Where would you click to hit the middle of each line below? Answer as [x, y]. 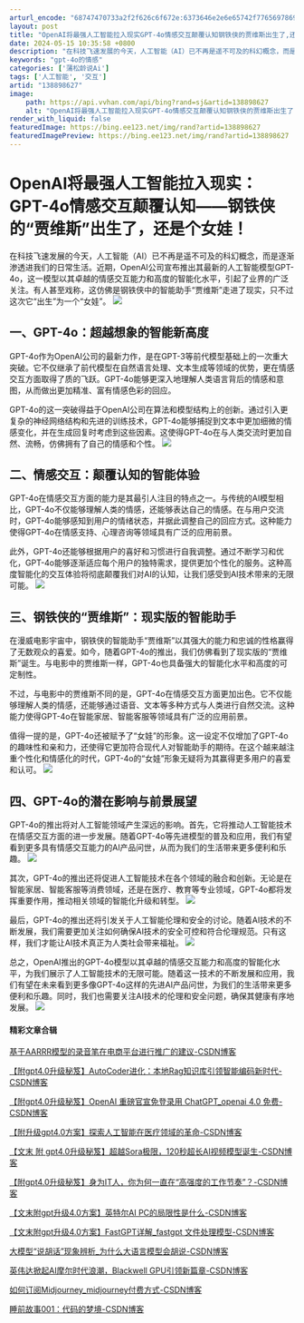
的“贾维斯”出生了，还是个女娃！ [129, 229]
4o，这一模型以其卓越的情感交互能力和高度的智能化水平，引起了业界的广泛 [149, 279]
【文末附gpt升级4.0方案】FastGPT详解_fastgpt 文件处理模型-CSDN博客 [142, 1232]
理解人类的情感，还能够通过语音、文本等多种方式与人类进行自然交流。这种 [156, 705]
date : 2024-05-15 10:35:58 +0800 [72, 43]
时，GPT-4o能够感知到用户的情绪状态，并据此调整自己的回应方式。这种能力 [151, 521]
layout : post [34, 26]
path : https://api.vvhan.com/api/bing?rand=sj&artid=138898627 [147, 102]
